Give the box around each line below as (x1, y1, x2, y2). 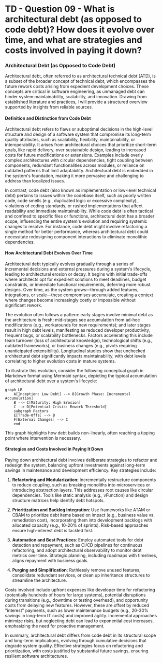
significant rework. (5, 302, 43, 308)
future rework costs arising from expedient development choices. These (5, 84, 149, 90)
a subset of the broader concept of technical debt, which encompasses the (5, 78, 155, 84)
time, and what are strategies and (5, 35, 143, 46)
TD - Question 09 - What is (5, 3, 115, 15)
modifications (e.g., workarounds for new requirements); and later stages (5, 322, 151, 328)
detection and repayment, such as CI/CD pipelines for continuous (12, 542, 143, 548)
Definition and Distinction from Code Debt (5, 115, 91, 121)
